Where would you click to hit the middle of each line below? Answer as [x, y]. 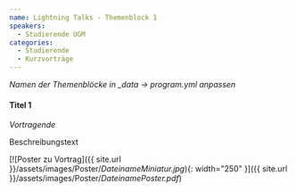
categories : [31, 42]
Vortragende [33, 125]
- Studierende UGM [52, 34]
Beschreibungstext [44, 142]
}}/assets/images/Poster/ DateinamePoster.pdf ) [96, 179]
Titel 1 [21, 104]
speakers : [28, 26]
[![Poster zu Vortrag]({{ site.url [66, 159]
